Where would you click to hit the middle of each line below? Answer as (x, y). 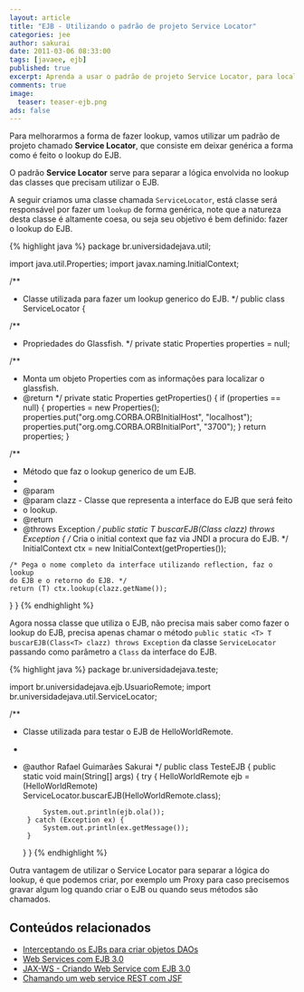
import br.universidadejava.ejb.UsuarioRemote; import (110, 687)
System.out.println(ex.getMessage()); (116, 828)
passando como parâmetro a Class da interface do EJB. (113, 652)
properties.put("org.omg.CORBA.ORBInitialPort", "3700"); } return (144, 427)
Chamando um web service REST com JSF (102, 978)
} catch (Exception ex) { (76, 820)
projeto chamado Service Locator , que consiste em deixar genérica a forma (152, 146)
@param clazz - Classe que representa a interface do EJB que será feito (157, 501)
